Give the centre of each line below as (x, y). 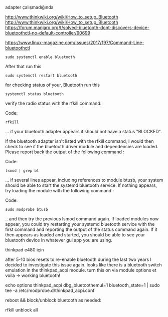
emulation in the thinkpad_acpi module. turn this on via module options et (81, 270)
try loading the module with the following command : (60, 191)
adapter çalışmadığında (29, 7)
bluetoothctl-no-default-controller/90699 (48, 33)
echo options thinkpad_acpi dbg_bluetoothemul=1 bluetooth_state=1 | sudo (82, 285)
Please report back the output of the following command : (65, 152)
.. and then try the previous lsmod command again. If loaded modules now (82, 219)
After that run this (23, 66)
